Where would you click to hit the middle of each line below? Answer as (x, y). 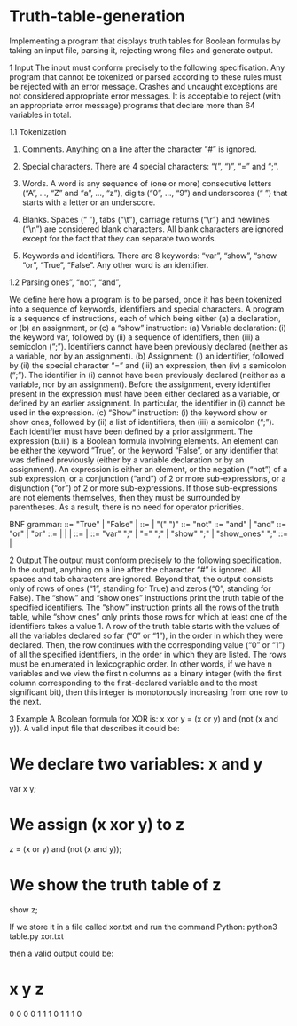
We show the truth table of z (115, 885)
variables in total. (41, 114)
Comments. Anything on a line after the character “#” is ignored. (139, 149)
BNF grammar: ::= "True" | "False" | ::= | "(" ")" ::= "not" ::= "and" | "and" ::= (148, 524)
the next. (25, 701)
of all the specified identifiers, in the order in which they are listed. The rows (148, 654)
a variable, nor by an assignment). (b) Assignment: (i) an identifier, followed (147, 356)
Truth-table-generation (97, 16)
